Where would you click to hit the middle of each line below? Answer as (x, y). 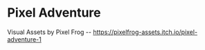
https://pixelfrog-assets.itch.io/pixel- (145, 32)
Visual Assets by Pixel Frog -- (50, 32)
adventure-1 (24, 39)
